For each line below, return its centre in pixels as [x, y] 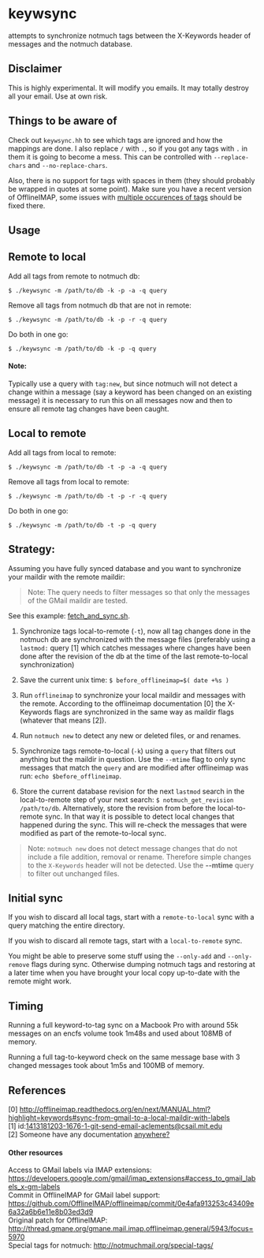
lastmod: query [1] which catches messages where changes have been [135, 648]
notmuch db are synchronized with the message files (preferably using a [138, 639]
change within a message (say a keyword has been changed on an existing [130, 392]
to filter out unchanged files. [73, 873]
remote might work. [40, 981]
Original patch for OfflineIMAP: [58, 1220]
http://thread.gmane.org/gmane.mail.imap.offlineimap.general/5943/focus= [131, 1229]
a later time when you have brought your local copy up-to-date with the [124, 973]
